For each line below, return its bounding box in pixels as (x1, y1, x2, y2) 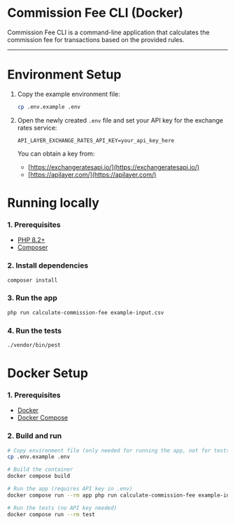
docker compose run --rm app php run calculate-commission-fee (7, 492, 196, 499)
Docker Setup (7, 365, 89, 381)
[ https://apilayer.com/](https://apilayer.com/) (27, 170, 157, 179)
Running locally (7, 195, 100, 211)
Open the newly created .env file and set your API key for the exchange (17, 116, 224, 124)
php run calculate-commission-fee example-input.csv (7, 309, 164, 316)
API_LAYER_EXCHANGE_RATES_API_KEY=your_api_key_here (17, 137, 175, 144)
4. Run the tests (7, 326, 62, 336)
